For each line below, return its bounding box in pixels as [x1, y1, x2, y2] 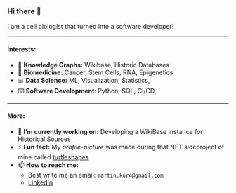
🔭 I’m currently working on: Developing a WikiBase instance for [17, 127, 204, 135]
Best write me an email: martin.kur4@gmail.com [27, 171, 164, 179]
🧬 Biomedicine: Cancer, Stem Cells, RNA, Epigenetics [17, 68, 173, 76]
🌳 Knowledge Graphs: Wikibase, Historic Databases [17, 60, 170, 69]
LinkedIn [27, 178, 53, 187]
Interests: [7, 45, 37, 53]
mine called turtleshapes [17, 152, 89, 161]
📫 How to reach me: [17, 161, 79, 169]
